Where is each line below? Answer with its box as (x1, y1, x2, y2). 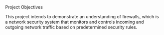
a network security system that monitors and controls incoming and (5, 19, 144, 25)
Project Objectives (5, 4, 43, 10)
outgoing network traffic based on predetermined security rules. (5, 24, 138, 30)
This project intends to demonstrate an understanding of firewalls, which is (5, 14, 159, 19)
